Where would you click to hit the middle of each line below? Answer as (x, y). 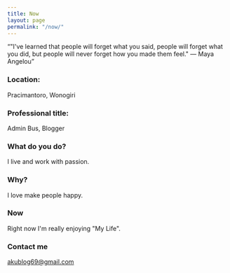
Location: (24, 80)
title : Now (23, 14)
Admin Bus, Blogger (36, 128)
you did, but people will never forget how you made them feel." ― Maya (111, 54)
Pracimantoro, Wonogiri (41, 94)
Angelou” (21, 62)
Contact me (28, 246)
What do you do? (37, 146)
